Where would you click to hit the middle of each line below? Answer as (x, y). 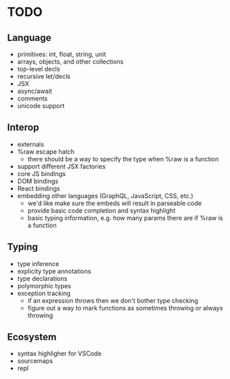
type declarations (42, 279)
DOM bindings (38, 181)
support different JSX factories (61, 166)
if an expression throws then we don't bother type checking (113, 300)
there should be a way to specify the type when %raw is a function (123, 159)
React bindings (38, 188)
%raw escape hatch (46, 151)
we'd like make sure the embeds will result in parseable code (115, 203)
